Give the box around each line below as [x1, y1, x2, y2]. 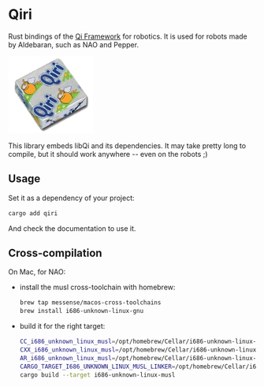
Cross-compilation [8, 247, 102, 260]
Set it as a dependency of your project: [8, 193, 135, 203]
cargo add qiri [8, 209, 58, 218]
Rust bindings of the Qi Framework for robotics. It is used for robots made [8, 32, 248, 41]
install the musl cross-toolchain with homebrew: [19, 282, 176, 292]
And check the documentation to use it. [8, 223, 136, 233]
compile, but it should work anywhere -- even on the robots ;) [8, 149, 208, 158]
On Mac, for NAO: [8, 267, 66, 277]
